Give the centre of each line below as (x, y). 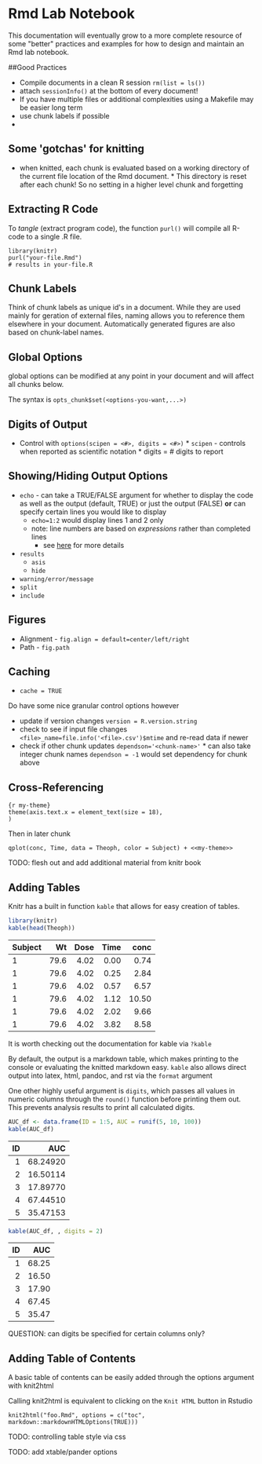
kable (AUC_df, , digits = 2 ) (56, 1231)
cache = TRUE (41, 692)
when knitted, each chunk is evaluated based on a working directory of (134, 168)
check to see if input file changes (73, 729)
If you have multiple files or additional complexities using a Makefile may (136, 99)
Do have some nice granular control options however (94, 706)
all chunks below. (36, 385)
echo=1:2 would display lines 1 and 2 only (97, 520)
